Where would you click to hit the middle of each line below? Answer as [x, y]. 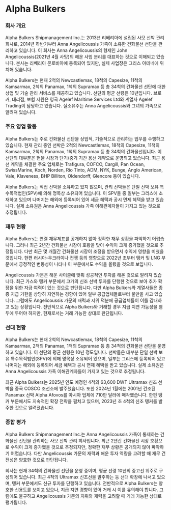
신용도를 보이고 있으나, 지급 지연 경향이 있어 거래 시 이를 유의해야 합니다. [87, 490]
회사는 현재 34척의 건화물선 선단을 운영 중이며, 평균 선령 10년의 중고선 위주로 [81, 470]
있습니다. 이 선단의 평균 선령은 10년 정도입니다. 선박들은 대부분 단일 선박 [86, 352]
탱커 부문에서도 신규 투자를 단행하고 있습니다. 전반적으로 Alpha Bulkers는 [85, 483]
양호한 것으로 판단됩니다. [43, 460]
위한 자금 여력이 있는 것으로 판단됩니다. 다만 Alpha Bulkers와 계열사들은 [86, 288]
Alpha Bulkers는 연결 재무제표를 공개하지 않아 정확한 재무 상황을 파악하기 [78, 239]
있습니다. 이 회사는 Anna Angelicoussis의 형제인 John [73, 50]
